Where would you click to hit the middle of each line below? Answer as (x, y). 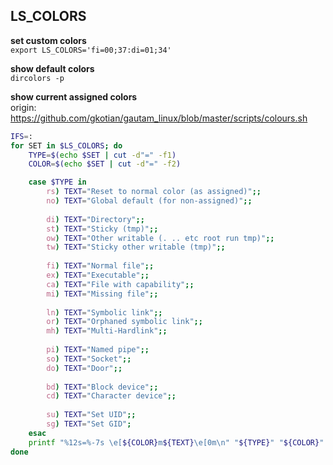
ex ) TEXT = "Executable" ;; (98, 275)
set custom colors (48, 40)
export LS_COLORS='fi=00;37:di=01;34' (91, 50)
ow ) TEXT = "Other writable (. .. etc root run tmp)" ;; (160, 238)
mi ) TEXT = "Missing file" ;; (102, 294)
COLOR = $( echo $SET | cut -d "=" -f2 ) (105, 164)
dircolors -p (37, 78)
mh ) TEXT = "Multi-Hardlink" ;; (107, 331)
